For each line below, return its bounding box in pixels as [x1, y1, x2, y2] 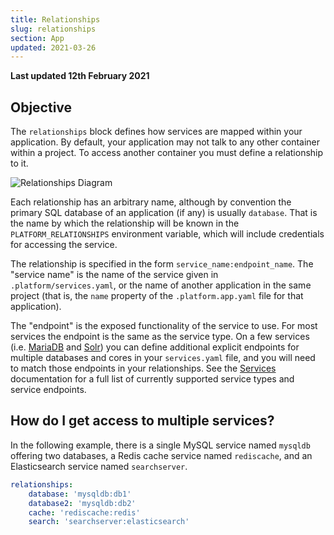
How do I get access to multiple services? [10, 412, 275, 430]
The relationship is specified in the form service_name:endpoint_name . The [10, 258, 314, 270]
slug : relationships [10, 24, 97, 34]
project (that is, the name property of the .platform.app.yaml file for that [10, 290, 304, 302]
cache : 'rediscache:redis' [28, 507, 141, 518]
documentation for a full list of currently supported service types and [10, 373, 295, 385]
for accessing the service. [10, 239, 118, 251]
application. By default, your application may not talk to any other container [10, 136, 321, 148]
